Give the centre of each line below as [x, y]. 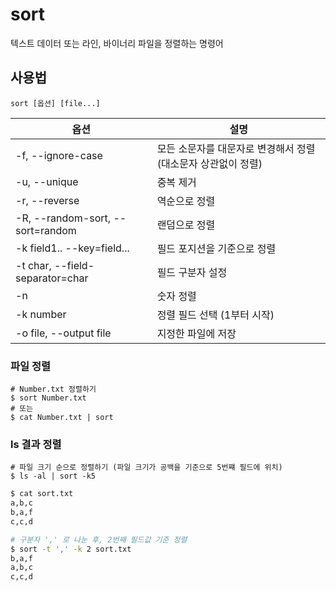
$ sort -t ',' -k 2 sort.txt [71, 549]
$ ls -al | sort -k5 [53, 476]
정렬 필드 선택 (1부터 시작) [215, 315]
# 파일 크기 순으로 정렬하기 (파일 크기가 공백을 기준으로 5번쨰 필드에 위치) [146, 468]
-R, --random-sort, [63, 218]
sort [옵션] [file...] [55, 103]
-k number [41, 314]
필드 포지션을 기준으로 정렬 [216, 248]
